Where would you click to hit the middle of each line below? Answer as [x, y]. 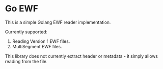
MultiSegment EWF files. [37, 46]
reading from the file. [26, 61]
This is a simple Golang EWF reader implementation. [58, 22]
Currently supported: [26, 32]
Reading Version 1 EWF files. [41, 41]
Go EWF [22, 9]
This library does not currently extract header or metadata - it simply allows [81, 56]
